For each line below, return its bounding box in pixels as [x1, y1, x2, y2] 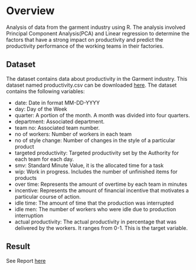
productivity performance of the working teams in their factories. [6, 42, 164, 50]
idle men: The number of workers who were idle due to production [14, 205, 177, 213]
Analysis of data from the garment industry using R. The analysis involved [6, 24, 186, 31]
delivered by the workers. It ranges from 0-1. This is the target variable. [14, 224, 188, 231]
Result [6, 242, 31, 252]
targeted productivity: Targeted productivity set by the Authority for [14, 149, 179, 156]
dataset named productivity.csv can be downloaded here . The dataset [6, 81, 177, 88]
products [14, 174, 37, 181]
